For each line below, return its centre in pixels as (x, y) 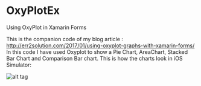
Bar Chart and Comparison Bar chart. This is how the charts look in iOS (94, 58)
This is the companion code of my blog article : (65, 39)
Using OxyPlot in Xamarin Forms (46, 27)
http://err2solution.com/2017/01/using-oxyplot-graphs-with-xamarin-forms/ (101, 45)
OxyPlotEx (33, 11)
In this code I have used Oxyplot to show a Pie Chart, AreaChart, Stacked (97, 51)
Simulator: (19, 65)
